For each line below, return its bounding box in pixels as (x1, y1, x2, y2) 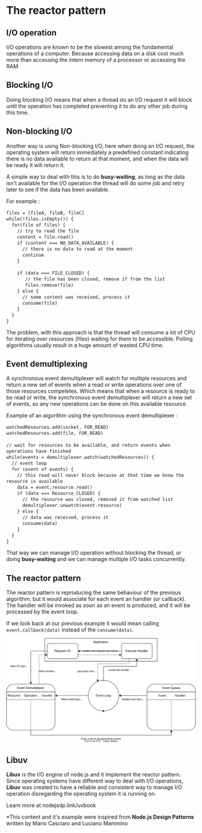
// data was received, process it (22, 515, 109, 521)
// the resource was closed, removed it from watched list (22, 497, 173, 503)
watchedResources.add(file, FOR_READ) (6, 431, 103, 437)
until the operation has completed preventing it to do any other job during (6, 102, 188, 109)
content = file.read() (17, 234, 74, 240)
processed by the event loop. (6, 608, 79, 615)
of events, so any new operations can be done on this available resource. (6, 401, 188, 408)
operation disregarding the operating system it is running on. (6, 790, 156, 798)
